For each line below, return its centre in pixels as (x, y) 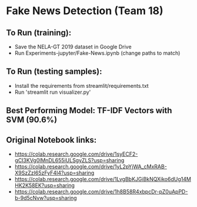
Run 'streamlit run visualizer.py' (53, 92)
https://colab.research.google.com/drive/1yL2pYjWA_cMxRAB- (91, 167)
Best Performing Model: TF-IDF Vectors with (89, 111)
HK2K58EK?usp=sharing (45, 185)
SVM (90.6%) (32, 120)
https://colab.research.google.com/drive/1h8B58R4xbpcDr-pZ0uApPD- (101, 192)
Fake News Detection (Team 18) (85, 11)
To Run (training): (39, 33)
